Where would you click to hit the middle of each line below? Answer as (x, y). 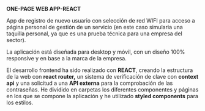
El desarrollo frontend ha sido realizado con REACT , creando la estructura (100, 70)
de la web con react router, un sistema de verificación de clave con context (102, 77)
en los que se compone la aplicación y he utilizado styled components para (102, 96)
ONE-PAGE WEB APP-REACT (44, 9)
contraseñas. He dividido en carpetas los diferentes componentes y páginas (102, 90)
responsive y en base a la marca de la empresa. (66, 58)
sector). (16, 40)
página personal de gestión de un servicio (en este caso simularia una (95, 27)
